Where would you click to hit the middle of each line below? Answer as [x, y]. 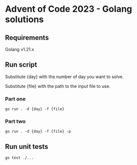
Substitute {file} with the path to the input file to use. [58, 86]
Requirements [27, 38]
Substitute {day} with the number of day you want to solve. [64, 77]
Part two [15, 121]
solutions [24, 19]
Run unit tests [27, 147]
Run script [21, 65]
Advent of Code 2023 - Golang [69, 9]
